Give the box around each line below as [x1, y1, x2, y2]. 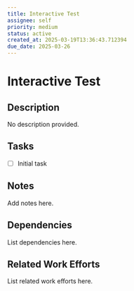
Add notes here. [7, 199, 54, 207]
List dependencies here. [7, 237, 77, 247]
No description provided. [7, 120, 79, 128]
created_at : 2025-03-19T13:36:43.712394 [7, 37, 128, 44]
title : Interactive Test [7, 10, 80, 18]
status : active [7, 30, 52, 37]
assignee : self [7, 17, 52, 24]
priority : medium [7, 23, 58, 30]
